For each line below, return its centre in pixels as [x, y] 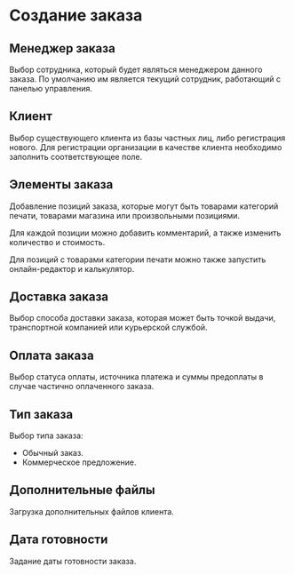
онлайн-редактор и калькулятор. [72, 268]
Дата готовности [59, 540]
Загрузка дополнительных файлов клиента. [92, 511]
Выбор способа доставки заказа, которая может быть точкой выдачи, [143, 318]
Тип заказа [41, 414]
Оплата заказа [52, 355]
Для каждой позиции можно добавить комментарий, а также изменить [145, 233]
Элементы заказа [61, 184]
